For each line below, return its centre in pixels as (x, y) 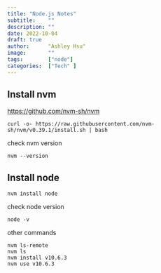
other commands (32, 233)
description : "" (31, 27)
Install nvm (32, 94)
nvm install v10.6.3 (37, 258)
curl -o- (20, 124)
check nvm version (35, 143)
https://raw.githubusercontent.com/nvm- (95, 124)
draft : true (24, 40)
